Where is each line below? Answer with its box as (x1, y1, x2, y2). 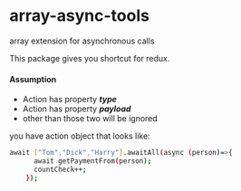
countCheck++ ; (33, 165, 88, 174)
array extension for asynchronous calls (9, 35, 156, 46)
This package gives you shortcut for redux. (9, 53, 170, 63)
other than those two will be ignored (22, 113, 159, 124)
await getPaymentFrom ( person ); (33, 157, 152, 166)
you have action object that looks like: (9, 130, 151, 141)
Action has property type (22, 94, 118, 105)
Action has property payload (22, 103, 131, 114)
